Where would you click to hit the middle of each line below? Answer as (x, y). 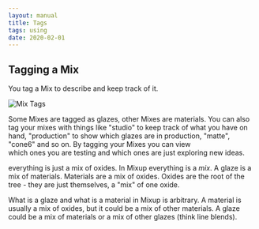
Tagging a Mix (43, 69)
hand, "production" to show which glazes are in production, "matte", (119, 136)
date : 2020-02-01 (37, 38)
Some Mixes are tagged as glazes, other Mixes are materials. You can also (129, 119)
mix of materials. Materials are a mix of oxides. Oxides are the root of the (126, 176)
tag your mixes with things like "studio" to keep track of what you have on (128, 128)
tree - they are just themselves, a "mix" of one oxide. (94, 185)
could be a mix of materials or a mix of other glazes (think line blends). (123, 217)
